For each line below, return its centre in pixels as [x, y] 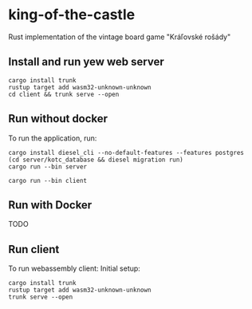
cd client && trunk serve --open [64, 94]
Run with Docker [50, 205]
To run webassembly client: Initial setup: [75, 268]
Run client [34, 249]
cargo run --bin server [48, 166]
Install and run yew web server [87, 62]
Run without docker [58, 119]
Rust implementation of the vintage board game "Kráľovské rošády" [120, 37]
